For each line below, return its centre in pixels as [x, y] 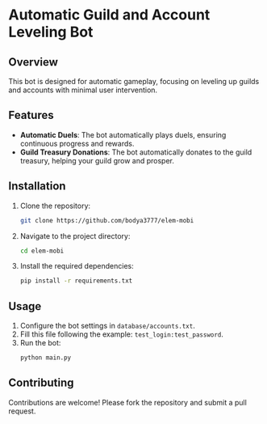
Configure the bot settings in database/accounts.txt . [107, 326]
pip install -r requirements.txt [76, 281]
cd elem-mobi [42, 251]
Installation [37, 187]
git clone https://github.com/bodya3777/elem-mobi [107, 220]
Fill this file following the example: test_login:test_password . [122, 334]
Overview [33, 62]
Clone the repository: [55, 206]
